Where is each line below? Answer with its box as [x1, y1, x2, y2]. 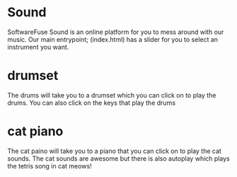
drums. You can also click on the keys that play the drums [7, 98, 175, 107]
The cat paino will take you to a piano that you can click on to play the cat [7, 147, 221, 155]
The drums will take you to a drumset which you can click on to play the [7, 91, 216, 99]
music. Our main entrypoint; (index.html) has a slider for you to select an [7, 35, 218, 43]
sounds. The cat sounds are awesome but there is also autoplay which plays [7, 154, 230, 163]
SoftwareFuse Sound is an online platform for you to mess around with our [7, 28, 224, 36]
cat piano [7, 123, 64, 139]
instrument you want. [7, 42, 69, 51]
